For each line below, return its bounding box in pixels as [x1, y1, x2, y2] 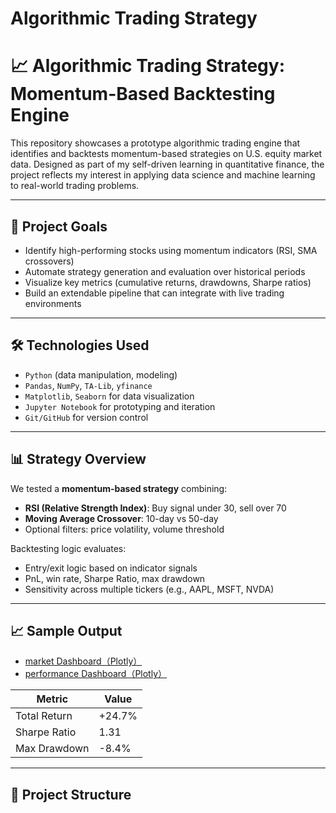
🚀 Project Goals [10, 218, 108, 235]
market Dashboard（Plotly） [24, 655, 143, 667]
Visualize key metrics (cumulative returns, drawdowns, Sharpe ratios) [24, 276, 312, 288]
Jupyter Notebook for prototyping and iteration [24, 400, 216, 412]
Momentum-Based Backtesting [10, 83, 276, 106]
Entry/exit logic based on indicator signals [24, 562, 198, 574]
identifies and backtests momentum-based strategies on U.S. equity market [10, 148, 323, 160]
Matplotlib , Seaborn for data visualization [24, 390, 195, 402]
